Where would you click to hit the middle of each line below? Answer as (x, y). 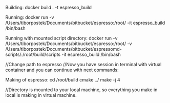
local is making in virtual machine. (41, 95)
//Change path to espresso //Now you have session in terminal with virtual (83, 64)
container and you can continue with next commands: (62, 70)
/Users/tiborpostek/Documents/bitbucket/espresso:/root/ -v (69, 44)
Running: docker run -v (30, 17)
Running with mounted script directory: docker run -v (61, 38)
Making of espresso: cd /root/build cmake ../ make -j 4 (63, 80)
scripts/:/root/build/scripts (33, 54)
